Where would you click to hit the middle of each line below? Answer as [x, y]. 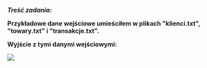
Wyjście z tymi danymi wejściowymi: [62, 44]
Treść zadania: [30, 10]
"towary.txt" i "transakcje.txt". [53, 31]
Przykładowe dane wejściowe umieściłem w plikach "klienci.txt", [104, 23]
